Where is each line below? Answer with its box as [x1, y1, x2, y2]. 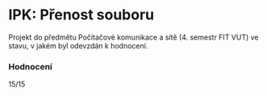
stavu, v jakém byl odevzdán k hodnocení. [8, 40, 148, 50]
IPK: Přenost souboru [8, 6, 155, 24]
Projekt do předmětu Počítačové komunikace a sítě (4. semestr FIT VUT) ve [8, 32, 260, 42]
